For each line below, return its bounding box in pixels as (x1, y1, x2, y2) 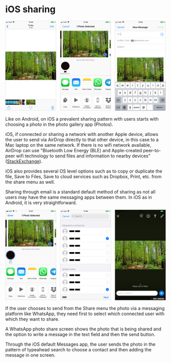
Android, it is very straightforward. (5, 200, 77, 206)
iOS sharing (5, 4, 56, 15)
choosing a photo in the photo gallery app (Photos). (5, 121, 113, 128)
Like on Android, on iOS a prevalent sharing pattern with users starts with (5, 116, 159, 122)
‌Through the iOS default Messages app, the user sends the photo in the (5, 341, 156, 347)
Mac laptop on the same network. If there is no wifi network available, (5, 142, 152, 148)
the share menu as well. (5, 179, 55, 185)
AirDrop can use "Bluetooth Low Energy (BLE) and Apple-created (5, 148, 142, 154)
